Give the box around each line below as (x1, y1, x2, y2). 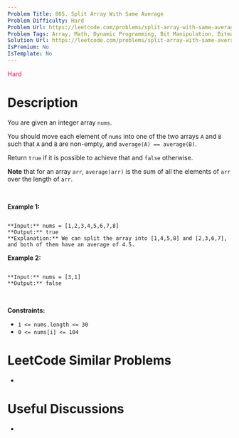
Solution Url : (7, 37, 50, 44)
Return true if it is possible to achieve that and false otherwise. (7, 153, 193, 162)
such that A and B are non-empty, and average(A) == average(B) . (7, 140, 197, 148)
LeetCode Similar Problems (7, 353, 172, 368)
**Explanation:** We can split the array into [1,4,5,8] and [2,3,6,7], (7, 234, 228, 242)
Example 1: (7, 202, 41, 211)
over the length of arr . (7, 174, 73, 183)
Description (7, 95, 78, 111)
